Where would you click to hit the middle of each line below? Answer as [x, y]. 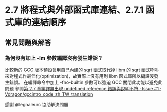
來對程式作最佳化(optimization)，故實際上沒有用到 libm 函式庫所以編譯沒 [80, 76]
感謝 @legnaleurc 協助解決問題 [37, 104]
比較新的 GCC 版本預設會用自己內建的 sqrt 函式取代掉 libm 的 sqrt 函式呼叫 [82, 70]
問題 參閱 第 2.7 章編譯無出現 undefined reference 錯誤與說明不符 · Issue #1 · [83, 88]
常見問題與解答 [28, 43]
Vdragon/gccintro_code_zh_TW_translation [49, 94]
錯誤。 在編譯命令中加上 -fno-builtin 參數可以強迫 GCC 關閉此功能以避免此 [86, 82]
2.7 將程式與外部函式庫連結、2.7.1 [74, 10]
